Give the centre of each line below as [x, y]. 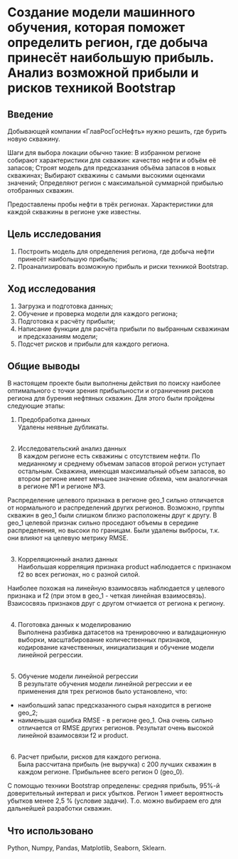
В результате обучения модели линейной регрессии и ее [105, 684]
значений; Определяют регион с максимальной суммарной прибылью [115, 183]
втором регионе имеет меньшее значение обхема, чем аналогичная [123, 479]
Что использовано [50, 831]
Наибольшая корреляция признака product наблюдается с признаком [124, 567]
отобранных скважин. [41, 190]
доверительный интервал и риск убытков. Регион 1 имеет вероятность [115, 794]
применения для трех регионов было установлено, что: [102, 692]
